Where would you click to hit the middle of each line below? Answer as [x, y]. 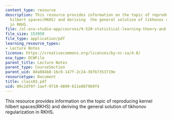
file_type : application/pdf [35, 39]
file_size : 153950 [25, 34]
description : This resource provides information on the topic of [78, 15]
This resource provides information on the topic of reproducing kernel [79, 101]
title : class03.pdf [26, 82]
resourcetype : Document [31, 77]
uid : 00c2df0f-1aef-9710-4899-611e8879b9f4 [52, 86]
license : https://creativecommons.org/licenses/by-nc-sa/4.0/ [73, 53]
